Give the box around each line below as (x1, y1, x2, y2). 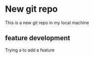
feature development (5, 34, 71, 42)
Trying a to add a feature (5, 47, 55, 53)
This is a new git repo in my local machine (5, 20, 89, 26)
